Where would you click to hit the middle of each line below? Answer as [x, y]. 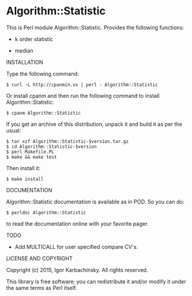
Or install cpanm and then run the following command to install [83, 95]
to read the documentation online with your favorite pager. [78, 223]
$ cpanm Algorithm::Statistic [44, 113]
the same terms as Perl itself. [42, 288]
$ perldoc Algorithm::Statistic [46, 212]
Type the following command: [43, 73]
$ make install [25, 179]
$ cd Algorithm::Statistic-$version [51, 147]
